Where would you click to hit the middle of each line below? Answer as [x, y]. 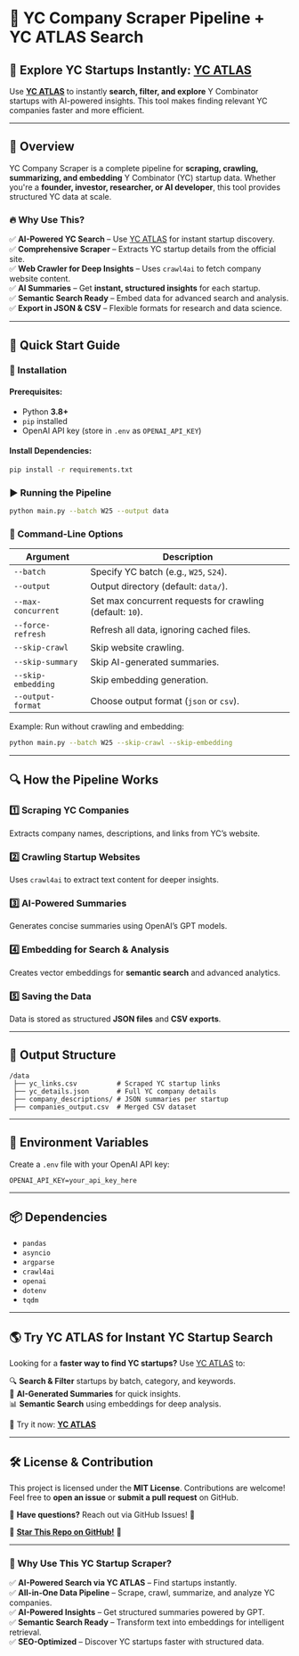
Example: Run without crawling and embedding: [97, 726]
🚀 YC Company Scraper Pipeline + [137, 18]
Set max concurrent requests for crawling [177, 601]
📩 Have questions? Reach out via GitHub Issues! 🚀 [102, 1514]
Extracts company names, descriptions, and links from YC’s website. [135, 833]
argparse [38, 1263]
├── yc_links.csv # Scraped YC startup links [117, 1083]
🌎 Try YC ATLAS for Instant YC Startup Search [141, 1337]
